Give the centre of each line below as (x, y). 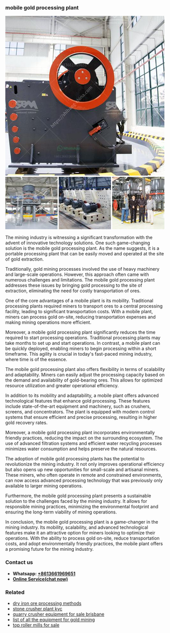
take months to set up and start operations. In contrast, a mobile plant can (83, 343)
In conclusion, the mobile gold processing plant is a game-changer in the (82, 522)
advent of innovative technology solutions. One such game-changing (78, 243)
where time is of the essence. (36, 360)
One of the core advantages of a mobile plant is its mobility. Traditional (79, 301)
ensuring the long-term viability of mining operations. (61, 512)
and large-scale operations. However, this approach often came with (77, 274)
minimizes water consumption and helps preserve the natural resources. (81, 449)
